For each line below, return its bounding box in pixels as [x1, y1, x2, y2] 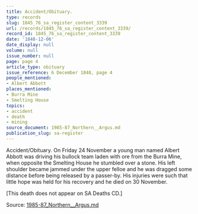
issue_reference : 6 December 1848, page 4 [6, 70, 113, 75]
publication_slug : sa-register [6, 130, 84, 137]
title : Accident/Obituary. [6, 8, 73, 15]
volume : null [6, 48, 39, 53]
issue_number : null [6, 53, 55, 59]
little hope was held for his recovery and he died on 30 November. [6, 178, 168, 185]
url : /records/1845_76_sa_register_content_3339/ [6, 25, 132, 32]
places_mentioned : [6, 86, 52, 92]
